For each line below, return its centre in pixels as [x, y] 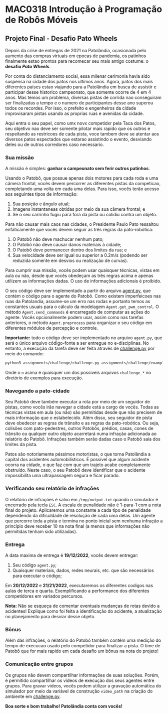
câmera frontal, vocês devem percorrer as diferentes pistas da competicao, [83, 184]
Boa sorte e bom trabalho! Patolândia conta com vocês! [64, 706]
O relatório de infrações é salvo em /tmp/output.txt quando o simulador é [82, 499]
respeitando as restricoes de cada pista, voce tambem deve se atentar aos [82, 134]
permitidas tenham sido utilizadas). [41, 531]
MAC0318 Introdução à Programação [84, 9]
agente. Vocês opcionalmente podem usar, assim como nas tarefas [74, 318]
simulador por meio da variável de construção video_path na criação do [79, 691]
